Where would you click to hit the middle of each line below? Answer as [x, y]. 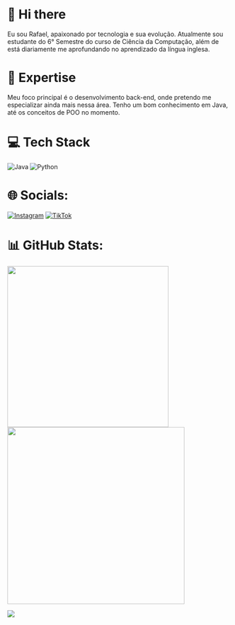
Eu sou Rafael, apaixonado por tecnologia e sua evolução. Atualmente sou [115, 34]
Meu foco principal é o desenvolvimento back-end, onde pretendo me [109, 97]
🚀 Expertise [42, 78]
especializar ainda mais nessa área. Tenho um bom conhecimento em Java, [118, 105]
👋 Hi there [36, 15]
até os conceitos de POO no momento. [64, 112]
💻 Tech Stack [49, 143]
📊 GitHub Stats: [56, 245]
